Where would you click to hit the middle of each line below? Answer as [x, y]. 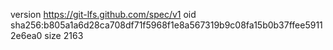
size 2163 [64, 35]
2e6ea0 [26, 35]
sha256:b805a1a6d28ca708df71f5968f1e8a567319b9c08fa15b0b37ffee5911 [166, 25]
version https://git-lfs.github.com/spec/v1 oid [103, 14]
